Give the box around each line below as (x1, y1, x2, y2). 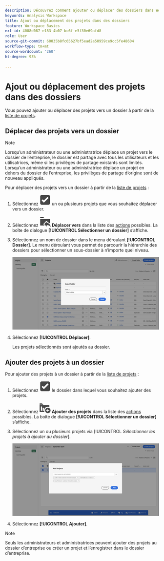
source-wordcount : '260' (5, 49, 56, 54)
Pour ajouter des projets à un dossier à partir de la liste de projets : (5, 371, 139, 377)
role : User (5, 34, 27, 39)
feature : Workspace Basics (5, 23, 60, 28)
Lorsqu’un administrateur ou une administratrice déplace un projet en (5, 165, 144, 171)
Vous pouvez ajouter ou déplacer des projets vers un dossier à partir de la (5, 107, 154, 113)
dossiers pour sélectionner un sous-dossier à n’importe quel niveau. (12, 247, 150, 253)
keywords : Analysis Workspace (5, 13, 67, 18)
